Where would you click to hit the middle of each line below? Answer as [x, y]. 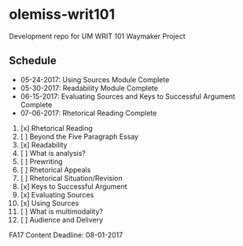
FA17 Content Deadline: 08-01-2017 [66, 235]
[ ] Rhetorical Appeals [55, 169]
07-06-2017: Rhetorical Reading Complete [88, 113]
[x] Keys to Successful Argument [74, 186]
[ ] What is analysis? [53, 153]
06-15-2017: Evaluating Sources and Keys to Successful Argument [127, 96]
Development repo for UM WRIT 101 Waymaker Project [97, 36]
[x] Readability [44, 145]
